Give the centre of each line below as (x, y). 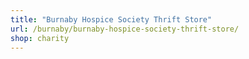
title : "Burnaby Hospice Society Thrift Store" (111, 19)
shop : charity (40, 38)
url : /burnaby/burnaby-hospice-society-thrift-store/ (125, 29)
